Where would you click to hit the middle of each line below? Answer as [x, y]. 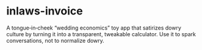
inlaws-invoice [45, 11]
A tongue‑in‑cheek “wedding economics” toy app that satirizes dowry [94, 28]
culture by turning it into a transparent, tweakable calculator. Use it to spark [101, 34]
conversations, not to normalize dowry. [56, 40]
